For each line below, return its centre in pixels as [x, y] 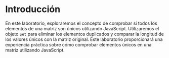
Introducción [33, 9]
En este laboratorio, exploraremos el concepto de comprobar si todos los [81, 23]
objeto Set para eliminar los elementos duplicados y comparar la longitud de [85, 34]
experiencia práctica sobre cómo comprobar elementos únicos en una [78, 44]
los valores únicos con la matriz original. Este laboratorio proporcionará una [84, 39]
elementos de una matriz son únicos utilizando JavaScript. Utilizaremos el [82, 28]
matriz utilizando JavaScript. [35, 50]
